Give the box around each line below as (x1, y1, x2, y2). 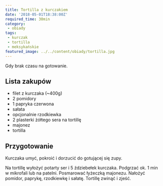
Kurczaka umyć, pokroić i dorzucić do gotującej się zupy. (5, 155, 123, 161)
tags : (5, 30, 16, 35)
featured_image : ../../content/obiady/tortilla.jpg (5, 49, 115, 54)
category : (5, 21, 26, 26)
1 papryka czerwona (12, 101, 54, 107)
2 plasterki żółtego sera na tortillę (12, 117, 81, 123)
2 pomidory (12, 96, 36, 102)
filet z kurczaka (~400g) (12, 90, 62, 96)
